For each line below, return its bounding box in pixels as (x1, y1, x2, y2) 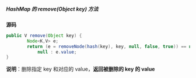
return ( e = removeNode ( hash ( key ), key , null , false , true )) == (27, 44, 187, 49)
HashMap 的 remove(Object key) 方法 (6, 5, 99, 12)
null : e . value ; (37, 49, 77, 55)
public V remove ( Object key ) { (6, 33, 82, 38)
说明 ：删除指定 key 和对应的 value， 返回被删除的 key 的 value (6, 66, 155, 73)
